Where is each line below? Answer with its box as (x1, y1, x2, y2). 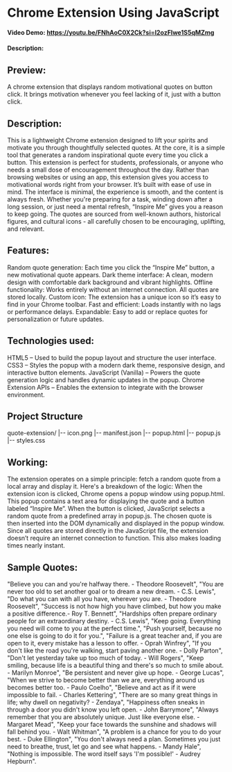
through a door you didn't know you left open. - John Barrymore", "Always (7, 705, 220, 714)
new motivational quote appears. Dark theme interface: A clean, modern (7, 270, 213, 279)
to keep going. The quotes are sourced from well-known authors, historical (7, 210, 221, 218)
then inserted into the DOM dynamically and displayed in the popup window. (7, 519, 225, 527)
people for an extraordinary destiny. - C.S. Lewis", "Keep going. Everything (7, 617, 221, 625)
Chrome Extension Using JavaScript (7, 5, 220, 21)
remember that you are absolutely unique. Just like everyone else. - (7, 713, 200, 721)
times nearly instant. (7, 541, 66, 550)
